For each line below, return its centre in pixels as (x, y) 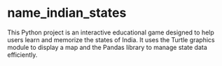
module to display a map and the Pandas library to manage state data (107, 47)
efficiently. (22, 55)
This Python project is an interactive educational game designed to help (111, 32)
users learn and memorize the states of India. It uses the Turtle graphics (111, 39)
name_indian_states (67, 13)
